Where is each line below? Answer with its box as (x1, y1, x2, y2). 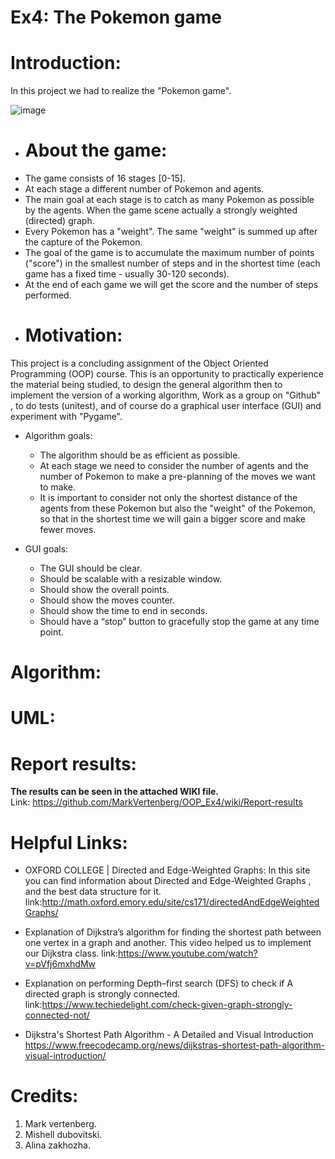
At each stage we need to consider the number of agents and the (39, 460, 309, 471)
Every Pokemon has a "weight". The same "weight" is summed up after (24, 226, 318, 238)
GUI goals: (24, 543, 69, 555)
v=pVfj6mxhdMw (24, 958, 97, 970)
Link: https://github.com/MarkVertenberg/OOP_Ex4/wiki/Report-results (10, 796, 303, 808)
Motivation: (24, 324, 123, 347)
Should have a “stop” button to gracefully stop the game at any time (39, 616, 320, 627)
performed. (24, 289, 72, 301)
